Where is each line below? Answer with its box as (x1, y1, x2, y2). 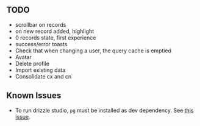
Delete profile (15, 60, 50, 67)
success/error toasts (15, 40, 68, 47)
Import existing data (15, 66, 66, 74)
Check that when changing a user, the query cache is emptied (15, 47, 172, 54)
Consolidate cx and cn (15, 72, 72, 80)
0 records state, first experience (15, 33, 96, 41)
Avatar (15, 53, 32, 60)
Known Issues (6, 91, 62, 101)
